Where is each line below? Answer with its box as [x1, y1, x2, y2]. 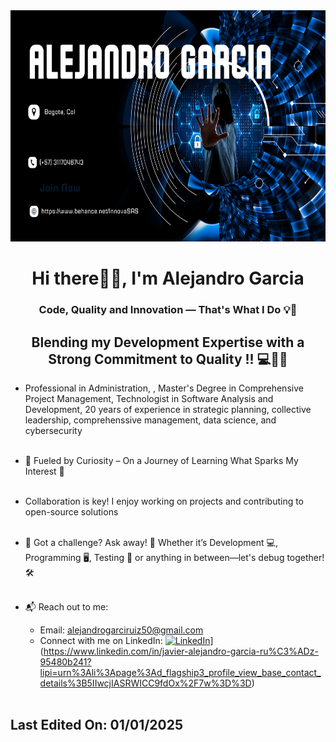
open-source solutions [24, 505, 119, 518]
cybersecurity [24, 424, 83, 436]
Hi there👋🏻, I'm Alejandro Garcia [31, 267, 305, 290]
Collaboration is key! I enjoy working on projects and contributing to [24, 495, 305, 507]
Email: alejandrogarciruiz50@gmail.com [39, 624, 204, 636]
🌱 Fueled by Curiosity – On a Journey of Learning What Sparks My [24, 454, 299, 466]
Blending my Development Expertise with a [31, 334, 305, 351]
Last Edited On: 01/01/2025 [10, 717, 184, 734]
